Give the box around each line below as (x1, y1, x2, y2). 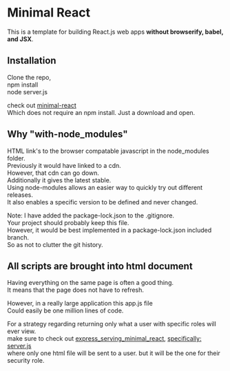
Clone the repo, (7, 73, 52, 81)
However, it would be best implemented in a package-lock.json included (7, 226, 212, 234)
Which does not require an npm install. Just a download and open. (7, 108, 196, 116)
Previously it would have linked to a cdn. (7, 161, 122, 169)
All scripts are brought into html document (7, 260, 193, 272)
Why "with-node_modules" (7, 129, 129, 140)
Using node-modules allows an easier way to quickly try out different (7, 183, 203, 191)
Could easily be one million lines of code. (7, 306, 124, 315)
